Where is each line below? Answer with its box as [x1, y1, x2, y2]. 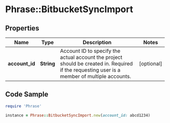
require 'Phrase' [5, 103, 42, 109]
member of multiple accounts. [60, 73, 132, 80]
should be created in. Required [60, 60, 133, 67]
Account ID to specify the [60, 47, 120, 54]
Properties [5, 24, 39, 33]
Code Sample [5, 90, 49, 99]
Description [82, 39, 112, 46]
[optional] [139, 60, 162, 67]
